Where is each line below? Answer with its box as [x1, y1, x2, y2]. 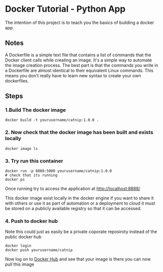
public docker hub [5, 234, 41, 240]
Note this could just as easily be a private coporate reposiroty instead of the [5, 229, 157, 235]
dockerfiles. [5, 78, 29, 84]
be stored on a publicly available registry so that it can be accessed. [5, 206, 142, 211]
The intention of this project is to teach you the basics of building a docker [5, 20, 154, 25]
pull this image [5, 261, 35, 267]
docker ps [5, 177, 25, 182]
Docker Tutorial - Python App [5, 3, 126, 15]
